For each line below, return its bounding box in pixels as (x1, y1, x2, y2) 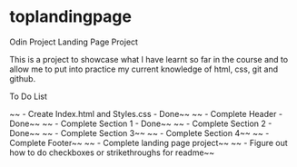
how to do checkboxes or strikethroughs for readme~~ (9, 147, 215, 158)
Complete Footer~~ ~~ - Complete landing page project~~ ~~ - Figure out (9, 137, 288, 148)
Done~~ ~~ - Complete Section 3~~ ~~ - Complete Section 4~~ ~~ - (9, 127, 270, 138)
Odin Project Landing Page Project (9, 36, 139, 47)
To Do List (9, 91, 47, 102)
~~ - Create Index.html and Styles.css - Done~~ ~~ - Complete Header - (9, 108, 283, 119)
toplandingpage (9, 6, 132, 27)
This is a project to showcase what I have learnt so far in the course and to (9, 54, 289, 64)
